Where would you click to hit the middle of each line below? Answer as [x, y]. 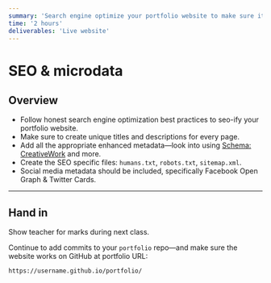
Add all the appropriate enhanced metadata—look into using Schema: [135, 145]
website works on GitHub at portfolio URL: [78, 256]
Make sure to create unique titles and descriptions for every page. [130, 137]
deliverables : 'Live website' [59, 31]
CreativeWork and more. [60, 154]
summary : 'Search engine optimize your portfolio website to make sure [131, 16]
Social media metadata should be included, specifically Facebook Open [139, 171]
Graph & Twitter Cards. [58, 180]
